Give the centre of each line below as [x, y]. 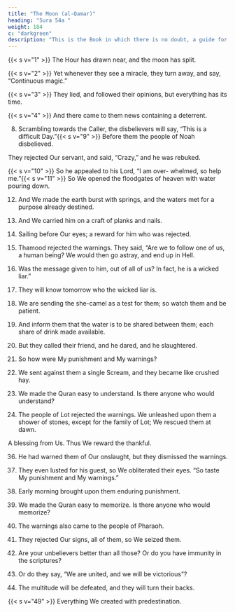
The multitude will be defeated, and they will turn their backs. [106, 588]
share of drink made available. [62, 332]
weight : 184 [25, 27]
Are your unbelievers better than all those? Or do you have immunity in [120, 553]
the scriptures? [40, 561]
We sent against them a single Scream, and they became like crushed [119, 373]
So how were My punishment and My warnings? [87, 359]
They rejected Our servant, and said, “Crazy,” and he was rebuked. [105, 158]
